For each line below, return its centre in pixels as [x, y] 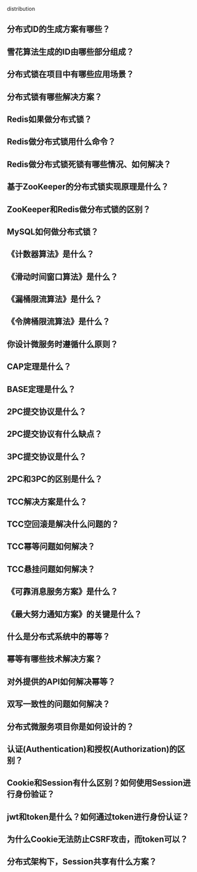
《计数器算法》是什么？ [50, 254]
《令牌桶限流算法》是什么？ [59, 321]
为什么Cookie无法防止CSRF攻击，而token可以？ [97, 840]
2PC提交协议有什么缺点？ [55, 434]
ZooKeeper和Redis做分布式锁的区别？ [79, 209]
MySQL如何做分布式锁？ [53, 232]
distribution [21, 9]
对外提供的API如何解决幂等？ [61, 681]
